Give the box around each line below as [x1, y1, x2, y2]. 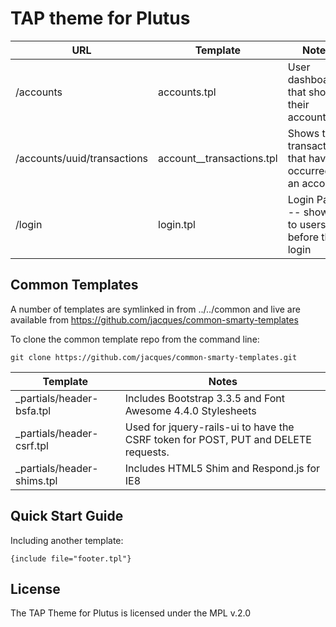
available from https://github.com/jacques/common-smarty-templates [10, 313, 299, 326]
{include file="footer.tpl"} [10, 553, 132, 564]
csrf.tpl [15, 438, 49, 452]
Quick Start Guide [10, 508, 124, 525]
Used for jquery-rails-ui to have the [124, 420, 295, 434]
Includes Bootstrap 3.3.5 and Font [124, 391, 285, 405]
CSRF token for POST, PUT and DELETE [124, 432, 312, 446]
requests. [124, 445, 170, 459]
